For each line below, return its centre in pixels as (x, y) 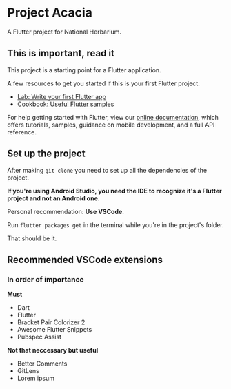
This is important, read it (61, 53)
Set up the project (46, 154)
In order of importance (46, 279)
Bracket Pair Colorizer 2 (51, 322)
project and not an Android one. (53, 198)
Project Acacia (50, 13)
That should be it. (32, 238)
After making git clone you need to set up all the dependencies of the (107, 170)
